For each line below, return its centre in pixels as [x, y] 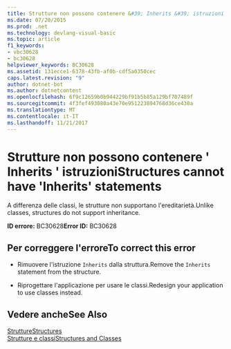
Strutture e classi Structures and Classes [65, 339]
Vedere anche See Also [57, 314]
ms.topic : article [34, 39]
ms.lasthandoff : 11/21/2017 [48, 123]
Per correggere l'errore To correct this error [101, 248]
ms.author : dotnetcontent [44, 91]
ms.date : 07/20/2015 [37, 20]
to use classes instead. [50, 293]
